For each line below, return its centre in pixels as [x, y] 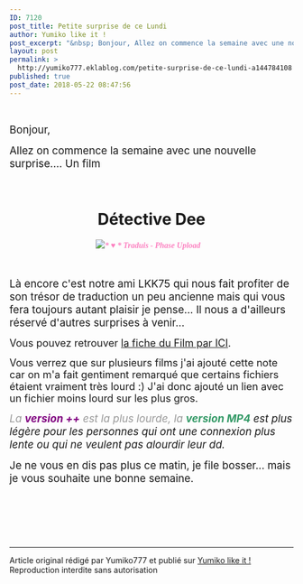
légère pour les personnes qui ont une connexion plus [142, 431]
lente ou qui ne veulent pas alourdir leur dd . [117, 444]
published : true [40, 77]
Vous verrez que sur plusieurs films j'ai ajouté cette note [143, 362]
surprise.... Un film [55, 163]
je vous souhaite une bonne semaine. [101, 478]
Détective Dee [151, 219]
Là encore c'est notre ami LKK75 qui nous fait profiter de [150, 283]
